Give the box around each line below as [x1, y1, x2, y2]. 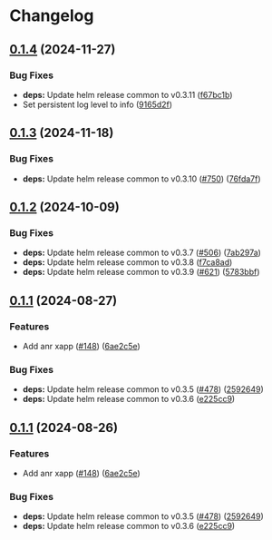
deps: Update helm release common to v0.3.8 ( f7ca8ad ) [22, 257, 233, 268]
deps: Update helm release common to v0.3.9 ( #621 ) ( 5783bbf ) [22, 267, 260, 278]
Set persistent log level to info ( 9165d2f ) [22, 99, 173, 110]
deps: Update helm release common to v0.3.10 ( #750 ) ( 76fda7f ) [22, 173, 261, 184]
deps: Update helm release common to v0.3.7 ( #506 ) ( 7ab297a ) [22, 247, 261, 259]
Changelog [9, 5, 94, 26]
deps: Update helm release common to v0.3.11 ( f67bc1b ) [22, 89, 233, 100]
